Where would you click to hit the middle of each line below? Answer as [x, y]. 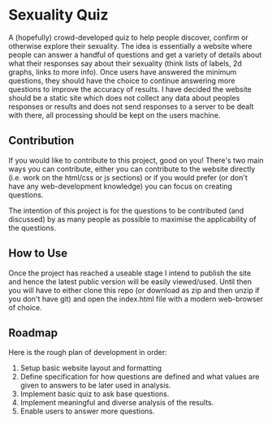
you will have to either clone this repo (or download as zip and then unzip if [134, 290]
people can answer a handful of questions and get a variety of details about [135, 54]
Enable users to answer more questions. [87, 411]
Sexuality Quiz [58, 15]
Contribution [41, 141]
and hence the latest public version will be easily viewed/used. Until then [130, 281]
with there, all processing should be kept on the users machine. [114, 115]
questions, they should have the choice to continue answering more [122, 80]
